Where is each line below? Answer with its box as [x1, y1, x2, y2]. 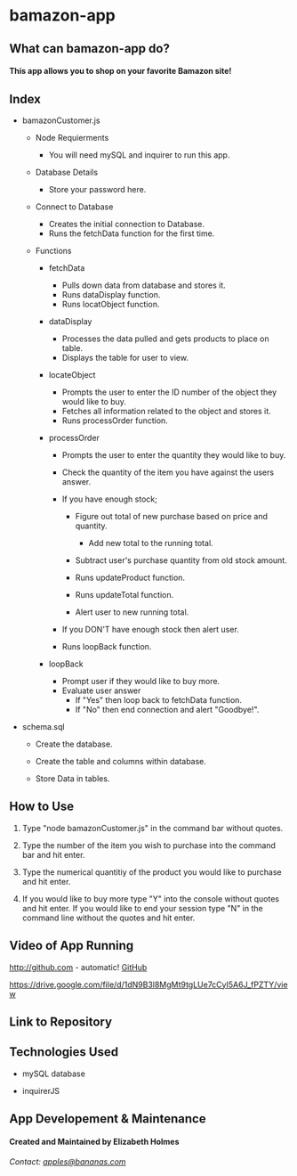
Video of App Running [9, 938, 134, 953]
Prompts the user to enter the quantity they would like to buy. [61, 449, 286, 460]
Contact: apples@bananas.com [9, 1156, 126, 1167]
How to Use [9, 799, 75, 814]
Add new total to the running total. [88, 537, 213, 548]
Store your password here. [48, 184, 147, 194]
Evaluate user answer [61, 685, 141, 696]
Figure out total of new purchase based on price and [75, 510, 269, 521]
